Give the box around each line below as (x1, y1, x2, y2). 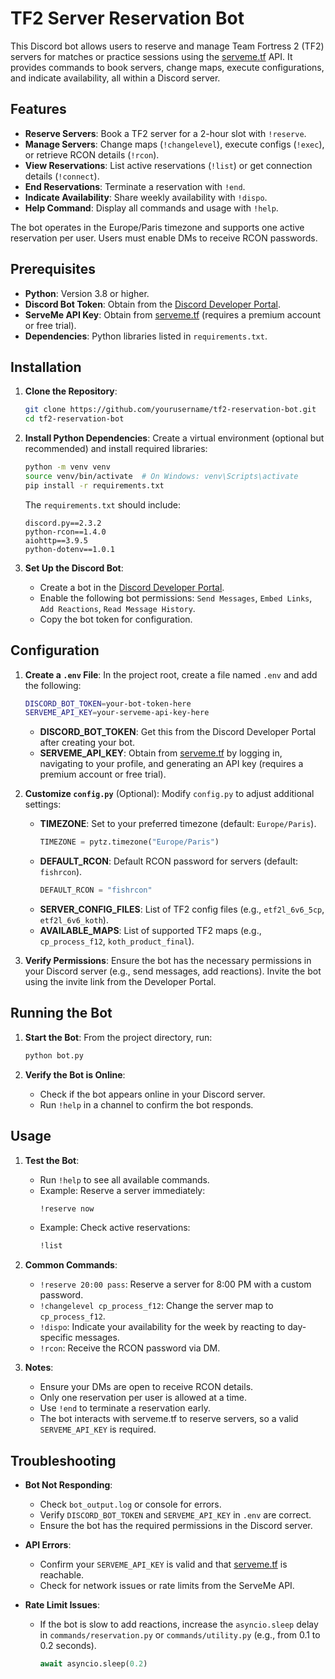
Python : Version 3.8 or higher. (24, 287, 150, 299)
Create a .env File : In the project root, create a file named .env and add (24, 668, 318, 681)
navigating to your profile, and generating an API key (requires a (39, 758, 304, 770)
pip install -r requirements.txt (24, 480, 165, 491)
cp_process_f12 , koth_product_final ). (39, 935, 195, 947)
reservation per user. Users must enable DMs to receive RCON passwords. (10, 232, 318, 244)
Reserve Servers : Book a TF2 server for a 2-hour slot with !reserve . (24, 127, 307, 139)
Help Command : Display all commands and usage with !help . (24, 202, 279, 214)
